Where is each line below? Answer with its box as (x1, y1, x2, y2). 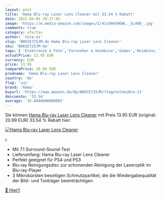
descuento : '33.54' (5, 94, 45, 99)
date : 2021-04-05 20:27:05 (5, 16, 60, 21)
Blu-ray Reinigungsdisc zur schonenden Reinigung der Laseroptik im (12, 162, 151, 168)
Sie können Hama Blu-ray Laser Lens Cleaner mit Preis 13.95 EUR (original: (5, 112, 156, 118)
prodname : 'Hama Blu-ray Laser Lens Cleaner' (5, 71, 100, 76)
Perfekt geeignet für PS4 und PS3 (12, 157, 81, 163)
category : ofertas (5, 30, 43, 35)
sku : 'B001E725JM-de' (5, 44, 50, 49)
